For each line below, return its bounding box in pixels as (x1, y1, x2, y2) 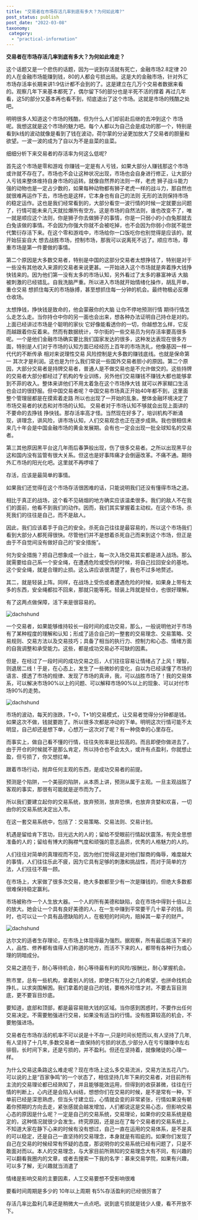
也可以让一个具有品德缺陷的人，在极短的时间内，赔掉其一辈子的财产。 (16, 913, 187, 920)
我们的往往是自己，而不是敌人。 (11, 512, 89, 518)
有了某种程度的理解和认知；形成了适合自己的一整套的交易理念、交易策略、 (6, 630, 187, 637)
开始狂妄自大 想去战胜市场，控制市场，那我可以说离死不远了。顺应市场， (6, 237, 183, 243)
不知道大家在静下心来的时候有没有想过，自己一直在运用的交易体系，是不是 (6, 1125, 187, 1132)
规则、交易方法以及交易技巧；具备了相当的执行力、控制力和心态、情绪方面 (11, 637, 192, 645)
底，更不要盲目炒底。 (6, 992, 58, 998)
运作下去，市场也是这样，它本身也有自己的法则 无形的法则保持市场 (26, 192, 189, 199)
